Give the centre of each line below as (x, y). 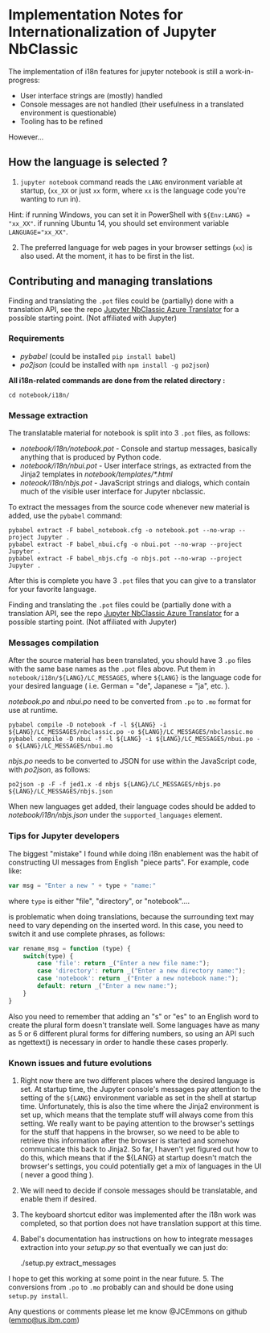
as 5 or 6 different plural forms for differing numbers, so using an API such (131, 1033)
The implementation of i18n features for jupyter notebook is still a (116, 71)
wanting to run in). (50, 198)
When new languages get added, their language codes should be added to (132, 806)
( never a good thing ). (57, 1174)
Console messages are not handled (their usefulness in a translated (132, 104)
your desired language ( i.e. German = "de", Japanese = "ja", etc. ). (119, 686)
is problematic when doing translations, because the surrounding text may (131, 916)
